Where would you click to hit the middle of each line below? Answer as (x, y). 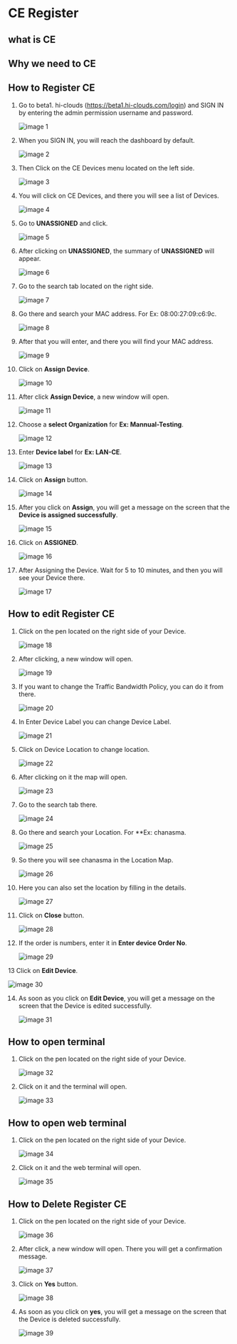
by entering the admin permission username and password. (106, 113)
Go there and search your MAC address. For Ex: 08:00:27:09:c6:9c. (117, 314)
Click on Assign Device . (54, 369)
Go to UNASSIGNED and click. (63, 223)
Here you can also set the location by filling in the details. (102, 887)
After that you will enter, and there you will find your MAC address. (116, 341)
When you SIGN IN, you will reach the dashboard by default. (106, 140)
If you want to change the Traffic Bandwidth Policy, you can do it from (121, 686)
